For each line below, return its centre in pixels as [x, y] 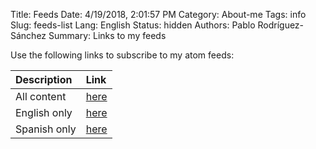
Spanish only [46, 129]
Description [44, 79]
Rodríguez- [281, 25]
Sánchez [28, 35]
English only [44, 112]
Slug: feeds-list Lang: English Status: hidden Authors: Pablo [133, 25]
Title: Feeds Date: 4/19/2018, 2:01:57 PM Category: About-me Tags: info [158, 14]
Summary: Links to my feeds [107, 35]
